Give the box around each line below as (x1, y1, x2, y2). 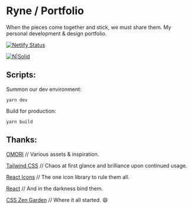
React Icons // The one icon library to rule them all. (6, 173, 130, 181)
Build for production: (6, 107, 56, 115)
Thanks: (6, 135, 37, 145)
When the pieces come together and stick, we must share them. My (6, 24, 172, 31)
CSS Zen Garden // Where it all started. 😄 (6, 196, 108, 203)
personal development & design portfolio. (6, 30, 107, 37)
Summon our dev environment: (6, 86, 82, 93)
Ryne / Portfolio (6, 4, 84, 18)
